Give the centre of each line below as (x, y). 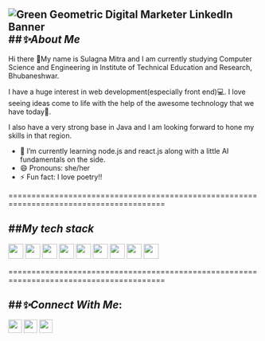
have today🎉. (30, 112)
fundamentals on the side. (62, 159)
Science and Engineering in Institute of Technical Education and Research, (131, 67)
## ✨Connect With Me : (65, 305)
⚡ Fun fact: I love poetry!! (61, 177)
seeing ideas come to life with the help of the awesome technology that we (131, 103)
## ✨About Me (45, 39)
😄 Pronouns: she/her (55, 167)
